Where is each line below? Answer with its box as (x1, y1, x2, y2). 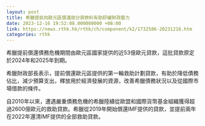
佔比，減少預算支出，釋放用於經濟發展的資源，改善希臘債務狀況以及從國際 (6, 77, 193, 85)
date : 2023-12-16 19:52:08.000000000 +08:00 (6, 20, 121, 26)
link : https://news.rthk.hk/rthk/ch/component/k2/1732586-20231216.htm (6, 26, 192, 32)
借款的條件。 (11, 85, 44, 92)
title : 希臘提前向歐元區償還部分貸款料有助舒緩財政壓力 (6, 15, 130, 21)
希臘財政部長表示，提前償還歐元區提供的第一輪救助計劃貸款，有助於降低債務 (6, 69, 199, 77)
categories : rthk (6, 32, 51, 38)
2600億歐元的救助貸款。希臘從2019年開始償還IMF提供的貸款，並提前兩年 (11, 105, 196, 113)
